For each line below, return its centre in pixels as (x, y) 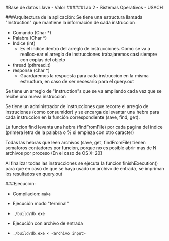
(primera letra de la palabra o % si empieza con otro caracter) (70, 132)
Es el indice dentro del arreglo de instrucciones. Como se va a (85, 49)
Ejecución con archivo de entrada (48, 223)
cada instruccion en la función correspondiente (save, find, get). (73, 117)
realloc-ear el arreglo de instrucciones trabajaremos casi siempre (89, 54)
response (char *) (31, 70)
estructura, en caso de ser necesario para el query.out (77, 81)
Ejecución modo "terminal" (41, 204)
